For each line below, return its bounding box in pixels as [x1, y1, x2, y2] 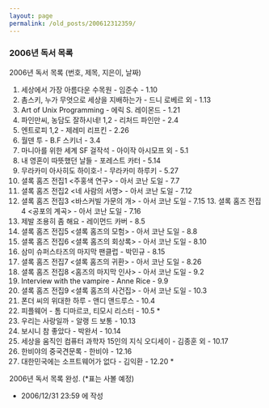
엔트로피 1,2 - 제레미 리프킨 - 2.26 [20, 125, 130, 134]
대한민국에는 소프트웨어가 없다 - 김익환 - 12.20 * [20, 356, 174, 366]
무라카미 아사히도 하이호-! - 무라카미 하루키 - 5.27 [20, 165, 179, 175]
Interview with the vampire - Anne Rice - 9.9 [20, 276, 169, 286]
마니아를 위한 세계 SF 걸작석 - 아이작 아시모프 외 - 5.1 [20, 145, 189, 155]
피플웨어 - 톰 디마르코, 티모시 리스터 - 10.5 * [20, 305, 161, 316]
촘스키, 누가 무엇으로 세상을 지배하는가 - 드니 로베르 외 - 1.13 [20, 95, 212, 104]
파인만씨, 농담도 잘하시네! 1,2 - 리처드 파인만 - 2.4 [20, 115, 179, 125]
